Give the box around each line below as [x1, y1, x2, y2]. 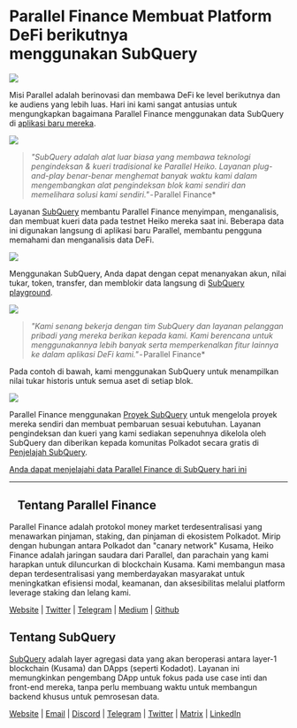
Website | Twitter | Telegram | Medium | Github [9, 604, 179, 615]
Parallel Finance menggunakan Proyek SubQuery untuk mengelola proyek [9, 409, 278, 419]
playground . [9, 287, 53, 297]
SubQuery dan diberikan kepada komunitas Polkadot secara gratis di [9, 437, 259, 448]
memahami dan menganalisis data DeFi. [9, 234, 155, 245]
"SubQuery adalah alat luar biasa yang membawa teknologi [30, 151, 251, 162]
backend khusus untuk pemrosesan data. [9, 691, 160, 701]
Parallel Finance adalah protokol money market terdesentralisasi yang [9, 521, 263, 532]
